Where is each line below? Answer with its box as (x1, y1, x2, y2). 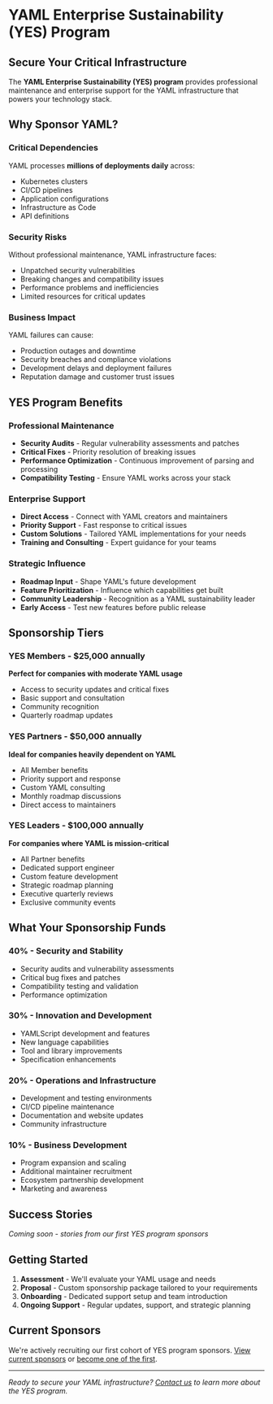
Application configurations (19, 194, 110, 203)
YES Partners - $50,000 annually (8, 730, 142, 742)
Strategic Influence (8, 558, 86, 569)
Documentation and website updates (19, 1110, 144, 1120)
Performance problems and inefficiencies (19, 282, 159, 292)
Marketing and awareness (19, 1184, 108, 1193)
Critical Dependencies (8, 142, 99, 154)
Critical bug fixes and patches (19, 972, 121, 982)
